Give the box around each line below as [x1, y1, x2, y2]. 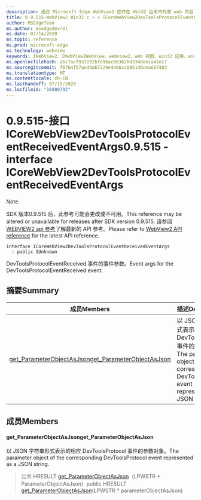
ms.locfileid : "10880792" [6, 87, 71, 93]
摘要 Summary [6, 285, 59, 296]
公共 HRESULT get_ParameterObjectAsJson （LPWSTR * [20, 473, 161, 480]
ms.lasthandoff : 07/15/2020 [6, 81, 77, 87]
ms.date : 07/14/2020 [6, 31, 58, 37]
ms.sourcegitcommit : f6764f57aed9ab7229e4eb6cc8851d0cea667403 [6, 64, 167, 71]
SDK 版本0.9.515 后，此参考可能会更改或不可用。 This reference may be [6, 210, 182, 217]
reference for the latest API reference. [6, 231, 100, 239]
